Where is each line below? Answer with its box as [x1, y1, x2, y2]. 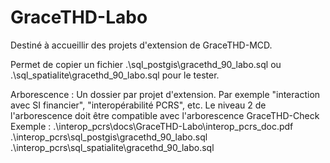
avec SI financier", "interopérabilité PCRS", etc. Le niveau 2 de [10, 99, 267, 111]
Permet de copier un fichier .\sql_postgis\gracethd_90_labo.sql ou [10, 58, 282, 70]
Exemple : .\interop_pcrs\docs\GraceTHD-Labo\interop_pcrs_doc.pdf [10, 120, 294, 132]
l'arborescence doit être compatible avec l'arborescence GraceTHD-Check [10, 109, 320, 121]
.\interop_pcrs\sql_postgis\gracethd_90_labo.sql [10, 131, 208, 143]
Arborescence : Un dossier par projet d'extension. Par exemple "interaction [10, 88, 321, 100]
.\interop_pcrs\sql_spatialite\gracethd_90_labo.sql [10, 141, 215, 153]
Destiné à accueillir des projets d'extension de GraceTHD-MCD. [10, 39, 273, 51]
